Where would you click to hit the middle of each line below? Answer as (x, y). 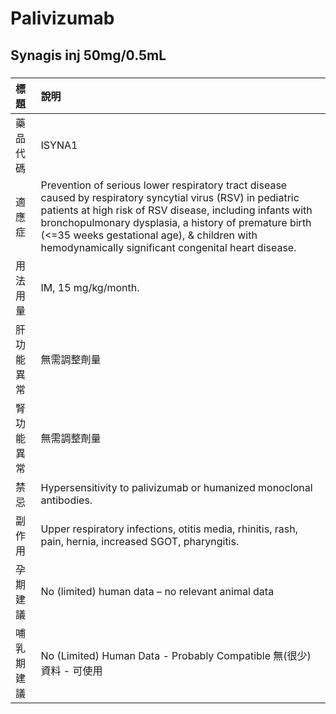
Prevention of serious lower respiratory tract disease (164, 185)
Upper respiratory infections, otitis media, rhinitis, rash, (169, 529)
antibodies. (66, 500)
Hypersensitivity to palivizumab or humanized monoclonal (176, 487)
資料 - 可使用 (71, 670)
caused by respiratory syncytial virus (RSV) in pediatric (170, 197)
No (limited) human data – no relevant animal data (157, 591)
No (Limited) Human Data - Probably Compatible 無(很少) (176, 655)
